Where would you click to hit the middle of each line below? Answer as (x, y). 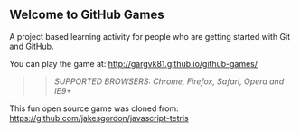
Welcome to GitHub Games (87, 15)
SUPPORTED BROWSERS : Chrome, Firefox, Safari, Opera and (169, 81)
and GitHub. (32, 46)
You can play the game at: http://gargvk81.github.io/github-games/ (134, 63)
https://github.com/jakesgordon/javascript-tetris (99, 118)
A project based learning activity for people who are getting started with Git (150, 36)
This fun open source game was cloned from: (94, 108)
